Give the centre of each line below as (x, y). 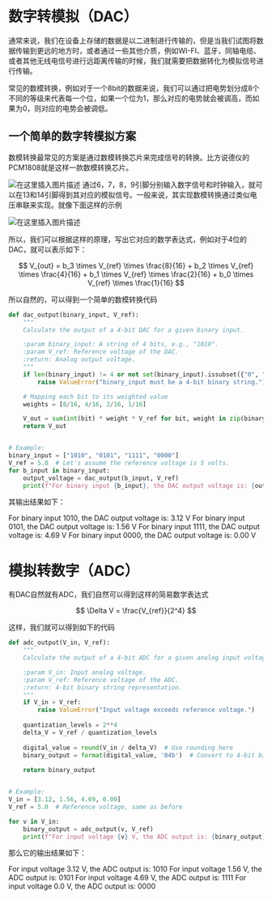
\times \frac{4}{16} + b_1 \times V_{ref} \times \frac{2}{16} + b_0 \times (136, 274)
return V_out (45, 426)
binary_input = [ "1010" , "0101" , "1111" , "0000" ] (94, 456)
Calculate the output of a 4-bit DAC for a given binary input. (134, 330)
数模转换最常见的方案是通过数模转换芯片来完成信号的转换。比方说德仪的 (129, 157)
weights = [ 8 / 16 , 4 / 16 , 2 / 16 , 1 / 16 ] (85, 404)
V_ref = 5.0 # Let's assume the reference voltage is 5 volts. (119, 463)
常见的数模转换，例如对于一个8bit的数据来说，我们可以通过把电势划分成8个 (134, 88)
